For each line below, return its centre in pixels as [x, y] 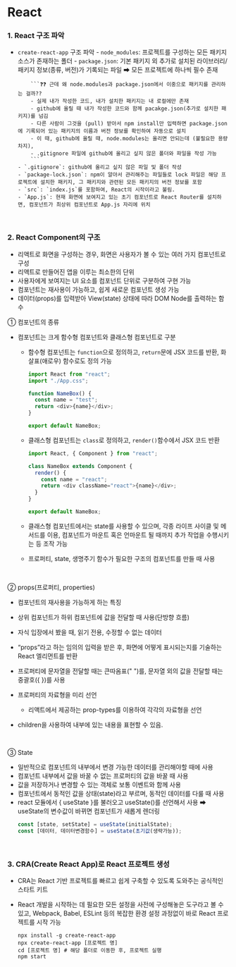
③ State [20, 752]
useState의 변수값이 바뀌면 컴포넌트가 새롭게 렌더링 [89, 811]
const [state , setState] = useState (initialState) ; [95, 824]
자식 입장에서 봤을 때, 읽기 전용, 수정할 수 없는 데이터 [89, 632]
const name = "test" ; [66, 400]
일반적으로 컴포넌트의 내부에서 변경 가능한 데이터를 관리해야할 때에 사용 [115, 767]
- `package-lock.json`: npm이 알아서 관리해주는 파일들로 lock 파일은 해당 [118, 175]
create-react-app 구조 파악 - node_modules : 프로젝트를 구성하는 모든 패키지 [122, 52]
